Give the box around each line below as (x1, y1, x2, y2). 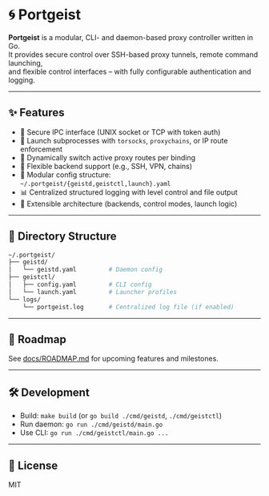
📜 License (8, 458, 58, 472)
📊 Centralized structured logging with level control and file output (19, 187, 238, 197)
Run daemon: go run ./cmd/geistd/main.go (19, 419, 163, 429)
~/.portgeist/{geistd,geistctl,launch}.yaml (19, 179, 171, 188)
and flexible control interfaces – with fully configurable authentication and (8, 67, 251, 76)
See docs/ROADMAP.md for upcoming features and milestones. (8, 354, 219, 364)
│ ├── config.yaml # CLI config (8, 280, 152, 289)
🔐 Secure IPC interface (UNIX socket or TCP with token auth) (19, 127, 221, 137)
